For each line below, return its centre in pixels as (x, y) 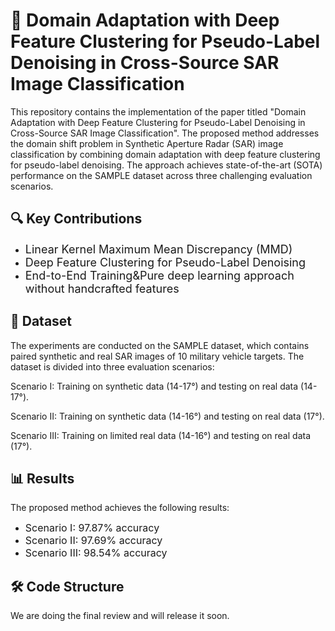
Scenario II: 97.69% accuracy (93, 541)
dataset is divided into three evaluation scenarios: (112, 366)
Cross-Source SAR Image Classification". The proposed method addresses (165, 133)
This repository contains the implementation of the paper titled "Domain (158, 111)
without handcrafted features (102, 288)
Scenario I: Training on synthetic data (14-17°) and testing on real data (154, 386)
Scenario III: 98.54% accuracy (96, 553)
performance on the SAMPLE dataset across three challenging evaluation (161, 175)
